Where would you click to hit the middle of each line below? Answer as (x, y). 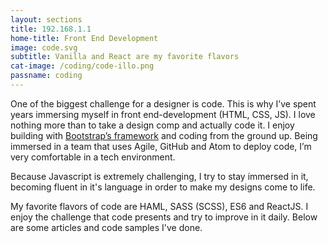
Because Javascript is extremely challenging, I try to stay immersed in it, (159, 176)
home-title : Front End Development (84, 38)
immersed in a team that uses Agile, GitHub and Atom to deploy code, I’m (161, 146)
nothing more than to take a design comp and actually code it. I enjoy (152, 125)
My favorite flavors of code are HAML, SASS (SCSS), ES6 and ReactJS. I (159, 206)
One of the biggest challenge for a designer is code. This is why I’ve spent (163, 103)
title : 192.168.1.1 (51, 29)
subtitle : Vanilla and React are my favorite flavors (125, 57)
